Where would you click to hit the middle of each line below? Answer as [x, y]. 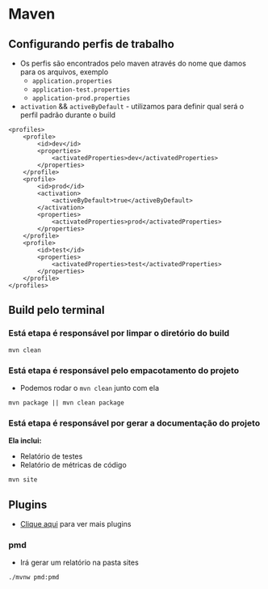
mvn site [23, 480]
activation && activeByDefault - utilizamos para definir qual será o [132, 106]
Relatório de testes [51, 456]
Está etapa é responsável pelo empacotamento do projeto [124, 371]
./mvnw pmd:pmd [34, 578]
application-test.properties [81, 90]
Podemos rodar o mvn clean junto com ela [90, 388]
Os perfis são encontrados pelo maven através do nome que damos [133, 63]
